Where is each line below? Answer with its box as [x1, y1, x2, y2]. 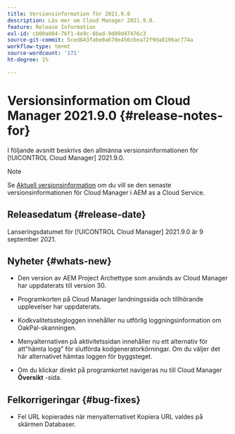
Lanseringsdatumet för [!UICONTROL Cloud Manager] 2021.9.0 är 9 [7, 227, 204, 236]
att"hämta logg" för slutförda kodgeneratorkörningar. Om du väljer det [17, 345, 220, 353]
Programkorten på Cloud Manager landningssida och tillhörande [17, 295, 204, 304]
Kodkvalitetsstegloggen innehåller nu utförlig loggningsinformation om [17, 316, 222, 325]
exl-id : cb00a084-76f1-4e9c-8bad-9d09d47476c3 [7, 30, 146, 37]
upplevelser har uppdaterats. [17, 302, 102, 311]
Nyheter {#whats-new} [7, 255, 112, 267]
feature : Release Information [7, 23, 96, 30]
